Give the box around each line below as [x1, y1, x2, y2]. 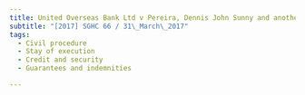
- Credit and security [17, 55, 103, 64]
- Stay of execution [17, 47, 95, 56]
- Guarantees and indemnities [17, 64, 132, 73]
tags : [9, 30, 30, 39]
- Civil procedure [17, 38, 88, 48]
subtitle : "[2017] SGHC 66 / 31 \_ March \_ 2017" [9, 22, 189, 31]
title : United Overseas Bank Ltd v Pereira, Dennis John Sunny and [9, 13, 271, 23]
